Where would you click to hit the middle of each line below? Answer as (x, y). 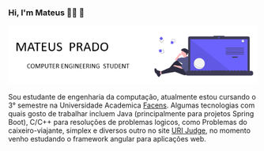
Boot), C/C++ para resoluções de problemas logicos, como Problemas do (128, 123)
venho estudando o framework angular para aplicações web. (107, 139)
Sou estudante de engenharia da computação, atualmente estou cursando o (132, 97)
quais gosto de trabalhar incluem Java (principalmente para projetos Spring (131, 114)
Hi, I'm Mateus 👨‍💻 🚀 (47, 13)
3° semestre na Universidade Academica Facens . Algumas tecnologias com (132, 105)
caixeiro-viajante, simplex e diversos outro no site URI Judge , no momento (130, 130)
